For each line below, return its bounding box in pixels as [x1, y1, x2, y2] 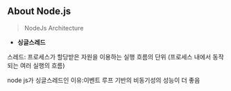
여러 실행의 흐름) [19, 61, 65, 70]
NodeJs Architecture [24, 23, 84, 32]
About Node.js [7, 6, 71, 17]
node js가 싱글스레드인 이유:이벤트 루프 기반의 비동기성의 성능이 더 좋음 [7, 76, 200, 84]
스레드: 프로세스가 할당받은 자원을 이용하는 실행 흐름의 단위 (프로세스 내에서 [7, 52, 212, 61]
